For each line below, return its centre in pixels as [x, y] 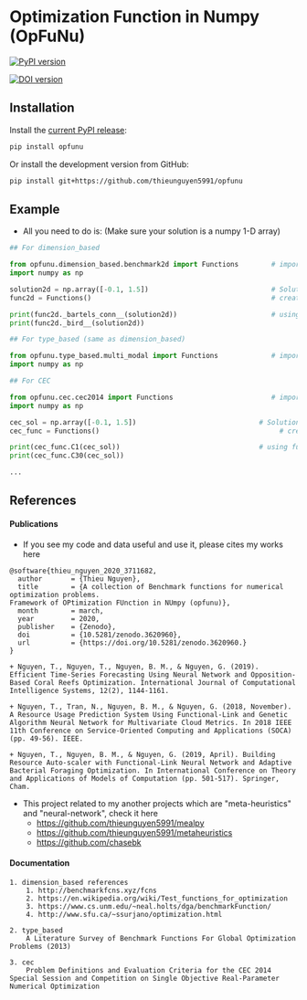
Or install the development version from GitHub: [99, 164]
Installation [42, 108]
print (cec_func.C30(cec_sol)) [67, 456]
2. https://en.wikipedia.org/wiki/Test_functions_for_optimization [157, 898]
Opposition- [274, 674]
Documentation [40, 863]
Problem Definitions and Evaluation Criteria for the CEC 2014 [149, 970]
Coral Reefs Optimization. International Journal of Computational [165, 682]
